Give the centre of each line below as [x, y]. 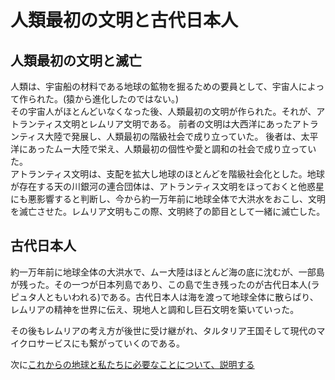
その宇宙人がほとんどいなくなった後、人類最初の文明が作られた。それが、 [163, 111]
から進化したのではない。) [127, 99]
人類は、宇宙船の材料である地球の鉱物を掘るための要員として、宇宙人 [154, 86]
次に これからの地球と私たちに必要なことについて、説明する [132, 364]
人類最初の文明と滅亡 [76, 60]
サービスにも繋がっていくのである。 [110, 343]
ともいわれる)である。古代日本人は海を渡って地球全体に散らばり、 [181, 297]
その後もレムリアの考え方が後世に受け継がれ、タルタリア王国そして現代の [163, 330]
